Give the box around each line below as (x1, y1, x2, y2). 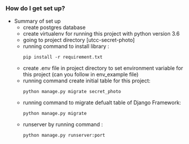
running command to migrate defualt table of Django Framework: (22, 99, 181, 106)
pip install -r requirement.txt (22, 55, 103, 60)
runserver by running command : (22, 121, 103, 128)
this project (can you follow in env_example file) (22, 71, 139, 78)
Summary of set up (14, 18, 61, 25)
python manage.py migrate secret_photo (22, 89, 122, 95)
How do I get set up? (5, 4, 66, 12)
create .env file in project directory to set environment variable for (22, 65, 184, 72)
